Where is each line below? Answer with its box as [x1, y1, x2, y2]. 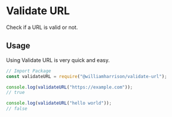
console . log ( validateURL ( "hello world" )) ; [6, 100, 112, 106]
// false [6, 106, 28, 112]
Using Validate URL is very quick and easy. [6, 56, 110, 63]
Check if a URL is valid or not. [6, 24, 78, 31]
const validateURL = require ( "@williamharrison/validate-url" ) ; [6, 73, 167, 79]
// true [6, 90, 25, 96]
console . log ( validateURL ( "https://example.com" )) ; [6, 84, 133, 90]
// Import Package [6, 68, 51, 74]
